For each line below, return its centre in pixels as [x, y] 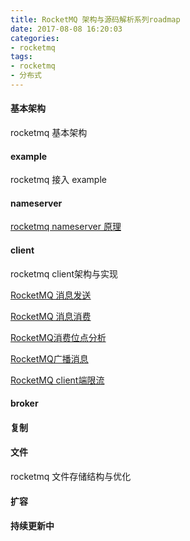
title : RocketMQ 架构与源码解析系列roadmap [95, 19]
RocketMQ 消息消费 [51, 316]
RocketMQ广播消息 [49, 358]
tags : [21, 57]
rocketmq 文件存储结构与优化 [71, 477]
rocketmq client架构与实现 [64, 273]
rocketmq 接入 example [58, 180]
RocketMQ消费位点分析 [58, 337]
